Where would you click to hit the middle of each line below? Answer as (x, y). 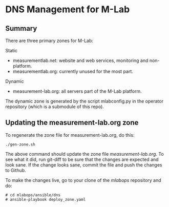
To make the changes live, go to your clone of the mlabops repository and (83, 180)
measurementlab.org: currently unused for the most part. (73, 71)
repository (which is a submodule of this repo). (55, 107)
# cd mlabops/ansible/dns (33, 195)
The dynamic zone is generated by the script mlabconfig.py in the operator (84, 101)
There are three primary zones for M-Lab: (49, 40)
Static (12, 50)
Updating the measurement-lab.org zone (72, 123)
